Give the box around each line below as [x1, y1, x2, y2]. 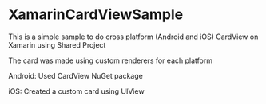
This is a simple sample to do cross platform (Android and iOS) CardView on [8, 32, 259, 41]
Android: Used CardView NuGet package [8, 71, 144, 80]
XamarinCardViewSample [8, 6, 184, 24]
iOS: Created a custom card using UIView [8, 86, 145, 96]
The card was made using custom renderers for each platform [8, 56, 213, 65]
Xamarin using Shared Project [8, 40, 106, 49]
